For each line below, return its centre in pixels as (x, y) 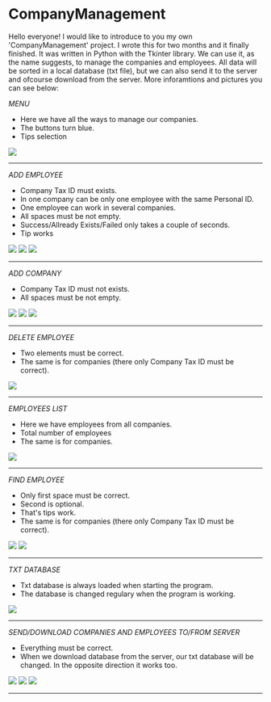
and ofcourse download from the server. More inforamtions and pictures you (135, 79)
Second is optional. (52, 504)
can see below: (33, 88)
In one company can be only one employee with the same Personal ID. (137, 199)
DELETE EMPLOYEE (42, 337)
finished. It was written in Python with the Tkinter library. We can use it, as (131, 53)
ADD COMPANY (35, 273)
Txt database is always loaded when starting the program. (117, 585)
